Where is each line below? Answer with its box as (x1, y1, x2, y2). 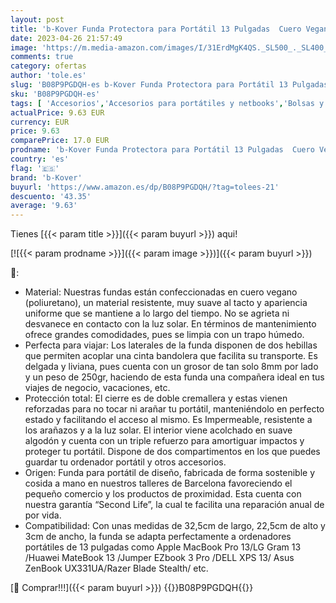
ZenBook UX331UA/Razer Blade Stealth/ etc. (24, 562, 209, 575)
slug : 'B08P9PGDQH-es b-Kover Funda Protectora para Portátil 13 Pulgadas (10, 80, 329, 90)
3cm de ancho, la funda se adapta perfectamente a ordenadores (24, 531, 292, 543)
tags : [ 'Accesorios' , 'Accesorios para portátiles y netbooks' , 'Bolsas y (10, 98, 325, 108)
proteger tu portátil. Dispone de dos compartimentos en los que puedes (24, 446, 321, 458)
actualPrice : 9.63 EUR (10, 107, 105, 118)
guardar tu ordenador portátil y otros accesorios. (24, 456, 227, 468)
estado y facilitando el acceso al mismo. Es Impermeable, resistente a (24, 414, 313, 426)
